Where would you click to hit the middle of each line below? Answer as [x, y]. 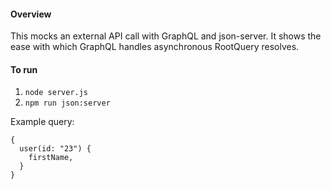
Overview [31, 14]
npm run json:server [67, 103]
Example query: [42, 122]
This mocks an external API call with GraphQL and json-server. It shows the [166, 36]
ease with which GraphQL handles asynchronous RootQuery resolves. [155, 47]
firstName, [51, 158]
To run [24, 69]
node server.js [56, 93]
